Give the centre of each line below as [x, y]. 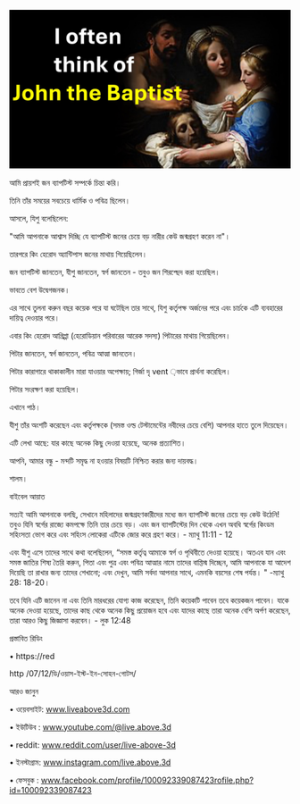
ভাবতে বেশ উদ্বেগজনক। [40, 289]
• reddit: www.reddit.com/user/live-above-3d [92, 745]
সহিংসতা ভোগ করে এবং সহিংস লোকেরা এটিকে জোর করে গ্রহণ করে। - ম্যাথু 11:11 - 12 [121, 534]
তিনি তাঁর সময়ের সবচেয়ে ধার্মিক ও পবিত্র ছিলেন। [70, 200]
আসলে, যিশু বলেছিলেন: [39, 218]
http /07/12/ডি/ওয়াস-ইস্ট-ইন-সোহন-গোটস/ [73, 673]
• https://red [32, 656]
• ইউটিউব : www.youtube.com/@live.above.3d [90, 727]
